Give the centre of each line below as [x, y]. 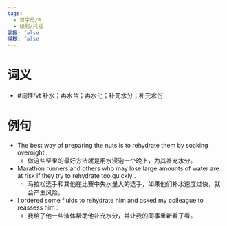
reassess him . [37, 207]
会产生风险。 [45, 192]
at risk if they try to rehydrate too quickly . [76, 176]
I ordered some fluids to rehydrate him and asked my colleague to [110, 200]
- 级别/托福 [28, 26]
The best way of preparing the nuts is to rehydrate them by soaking [112, 145]
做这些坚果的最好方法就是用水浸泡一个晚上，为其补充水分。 [112, 161]
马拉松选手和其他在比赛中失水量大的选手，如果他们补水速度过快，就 [124, 184]
